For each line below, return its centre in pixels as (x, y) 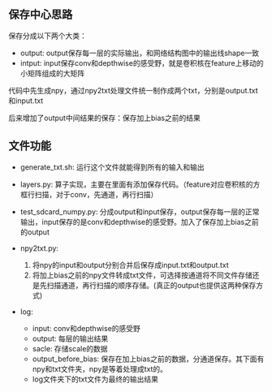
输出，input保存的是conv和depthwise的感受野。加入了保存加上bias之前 (139, 222)
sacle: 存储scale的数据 (70, 348)
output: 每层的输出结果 (70, 338)
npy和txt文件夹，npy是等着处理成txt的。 (100, 368)
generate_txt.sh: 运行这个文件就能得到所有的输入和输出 (112, 167)
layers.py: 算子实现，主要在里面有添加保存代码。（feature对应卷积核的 (136, 184)
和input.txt (26, 101)
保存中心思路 (41, 15)
